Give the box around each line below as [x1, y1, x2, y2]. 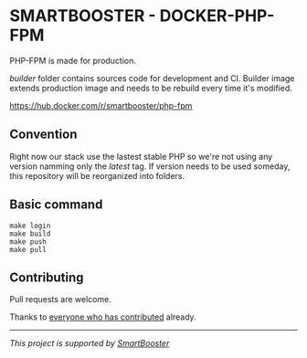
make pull [9, 245, 48, 254]
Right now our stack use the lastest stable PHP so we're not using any [9, 151, 273, 162]
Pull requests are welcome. [9, 294, 111, 305]
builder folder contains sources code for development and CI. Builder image [9, 72, 295, 83]
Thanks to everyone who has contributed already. [9, 311, 196, 322]
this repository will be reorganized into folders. [9, 170, 185, 181]
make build [9, 229, 51, 238]
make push [9, 237, 48, 247]
